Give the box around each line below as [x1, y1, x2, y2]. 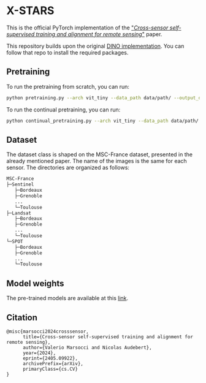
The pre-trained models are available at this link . [6, 295, 129, 302]
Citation [6, 312, 38, 322]
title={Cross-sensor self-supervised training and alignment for [22, 333, 193, 340]
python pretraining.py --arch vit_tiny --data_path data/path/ [6, 94, 172, 101]
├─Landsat [6, 210, 32, 216]
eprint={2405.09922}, [22, 355, 78, 362]
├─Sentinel [6, 181, 34, 188]
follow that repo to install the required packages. [6, 48, 129, 56]
